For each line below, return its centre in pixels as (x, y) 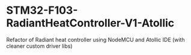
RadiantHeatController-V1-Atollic (90, 23)
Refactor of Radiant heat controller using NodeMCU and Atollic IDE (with (95, 39)
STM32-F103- (42, 10)
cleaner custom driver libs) (40, 46)
